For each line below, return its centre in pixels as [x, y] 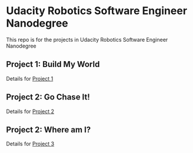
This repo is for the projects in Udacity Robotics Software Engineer [87, 39]
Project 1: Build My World [53, 64]
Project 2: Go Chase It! [48, 97]
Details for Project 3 [30, 144]
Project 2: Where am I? [49, 130]
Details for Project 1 [30, 78]
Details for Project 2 [30, 111]
